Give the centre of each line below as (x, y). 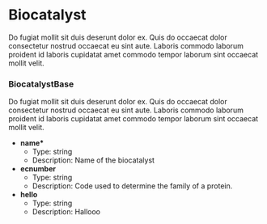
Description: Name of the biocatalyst (93, 160)
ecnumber (38, 169)
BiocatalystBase (41, 84)
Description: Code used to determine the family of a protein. (132, 186)
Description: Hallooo (66, 212)
